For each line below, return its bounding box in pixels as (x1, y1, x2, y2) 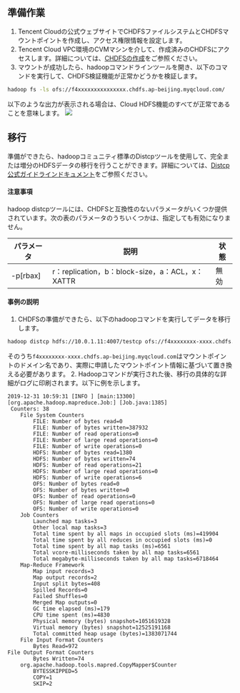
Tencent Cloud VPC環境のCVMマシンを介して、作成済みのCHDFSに (17, 45, 218, 54)
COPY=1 (33, 674, 53, 681)
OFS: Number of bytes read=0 (33, 480, 120, 487)
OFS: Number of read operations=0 (33, 492, 136, 500)
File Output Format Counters (7, 649, 94, 656)
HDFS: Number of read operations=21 (33, 461, 142, 469)
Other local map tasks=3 (33, 524, 107, 531)
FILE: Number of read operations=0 (33, 430, 139, 437)
